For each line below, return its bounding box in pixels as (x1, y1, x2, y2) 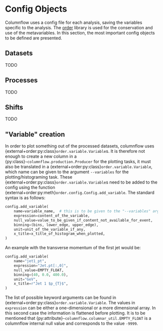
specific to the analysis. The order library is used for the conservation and (5, 24, 153, 30)
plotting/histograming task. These (5, 174, 73, 180)
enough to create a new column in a (5, 153, 77, 159)
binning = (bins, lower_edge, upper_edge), (14, 222, 98, 227)
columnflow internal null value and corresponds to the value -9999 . (5, 320, 138, 327)
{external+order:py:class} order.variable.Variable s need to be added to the (5, 179, 158, 185)
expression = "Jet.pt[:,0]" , (14, 263, 68, 268)
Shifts (5, 103, 23, 111)
